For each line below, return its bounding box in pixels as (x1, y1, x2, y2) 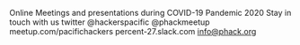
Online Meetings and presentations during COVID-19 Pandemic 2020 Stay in (9, 8, 292, 18)
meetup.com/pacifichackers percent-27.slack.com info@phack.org (9, 26, 257, 36)
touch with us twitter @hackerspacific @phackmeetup (9, 17, 210, 27)
